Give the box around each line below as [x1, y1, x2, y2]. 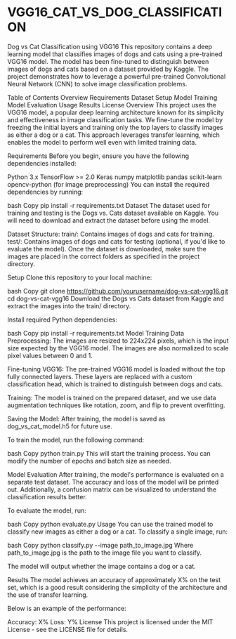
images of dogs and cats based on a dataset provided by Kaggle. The [7, 65, 209, 73]
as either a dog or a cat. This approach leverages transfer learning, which [7, 131, 220, 139]
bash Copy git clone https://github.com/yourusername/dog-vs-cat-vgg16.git [7, 286, 228, 295]
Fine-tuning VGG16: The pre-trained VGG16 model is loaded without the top [7, 364, 226, 373]
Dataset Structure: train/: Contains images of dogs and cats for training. [7, 230, 214, 238]
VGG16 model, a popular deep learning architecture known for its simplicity [7, 108, 225, 117]
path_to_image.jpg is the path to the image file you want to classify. [7, 548, 202, 557]
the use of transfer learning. [7, 591, 88, 599]
